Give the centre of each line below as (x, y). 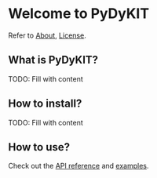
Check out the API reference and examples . (78, 166)
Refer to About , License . (47, 35)
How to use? (39, 147)
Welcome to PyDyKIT (79, 14)
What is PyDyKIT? (53, 60)
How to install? (45, 104)
